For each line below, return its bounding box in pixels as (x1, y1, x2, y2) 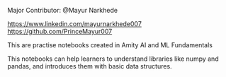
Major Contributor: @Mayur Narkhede (7, 6, 118, 14)
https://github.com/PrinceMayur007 (7, 28, 113, 35)
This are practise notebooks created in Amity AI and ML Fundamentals (7, 41, 213, 49)
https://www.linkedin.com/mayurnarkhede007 (7, 20, 142, 28)
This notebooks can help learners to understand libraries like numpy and (7, 54, 219, 63)
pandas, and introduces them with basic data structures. (7, 62, 172, 70)
